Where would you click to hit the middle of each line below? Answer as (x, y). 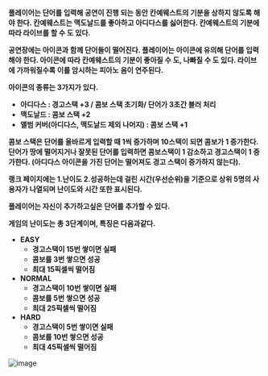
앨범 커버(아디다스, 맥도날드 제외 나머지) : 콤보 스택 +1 (103, 125)
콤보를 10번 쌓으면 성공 (68, 337)
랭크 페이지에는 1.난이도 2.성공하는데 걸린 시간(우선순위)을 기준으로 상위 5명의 (130, 179)
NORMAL (36, 278)
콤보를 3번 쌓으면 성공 (66, 259)
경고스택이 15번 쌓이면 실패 (74, 249)
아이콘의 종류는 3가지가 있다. (54, 87)
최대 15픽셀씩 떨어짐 (64, 269)
